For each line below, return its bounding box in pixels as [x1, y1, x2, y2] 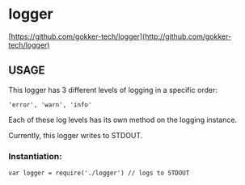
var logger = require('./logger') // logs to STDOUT [8, 169, 190, 178]
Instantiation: [8, 150, 62, 162]
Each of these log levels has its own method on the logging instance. [8, 115, 237, 124]
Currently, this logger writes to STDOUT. [8, 130, 143, 140]
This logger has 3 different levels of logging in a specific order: [8, 85, 218, 95]
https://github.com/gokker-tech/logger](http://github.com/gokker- [11, 32, 232, 41]
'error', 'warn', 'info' [8, 100, 92, 109]
